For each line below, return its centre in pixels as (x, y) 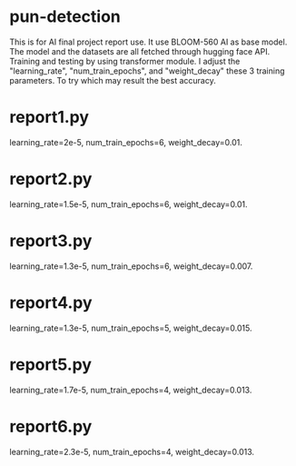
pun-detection (65, 17)
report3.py (51, 241)
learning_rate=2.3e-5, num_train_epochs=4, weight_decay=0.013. (132, 451)
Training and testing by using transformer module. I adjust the (125, 61)
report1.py (49, 118)
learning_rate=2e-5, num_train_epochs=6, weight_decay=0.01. (126, 142)
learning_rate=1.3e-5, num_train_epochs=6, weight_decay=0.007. (131, 266)
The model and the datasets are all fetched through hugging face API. (140, 51)
